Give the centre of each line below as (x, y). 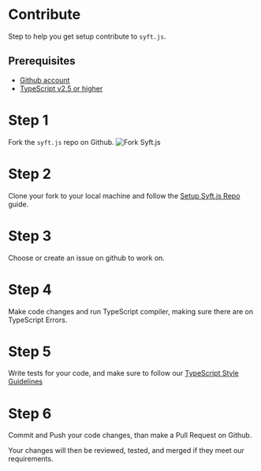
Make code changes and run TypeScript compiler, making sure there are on (131, 311)
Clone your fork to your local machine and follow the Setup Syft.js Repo (124, 195)
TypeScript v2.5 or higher (61, 88)
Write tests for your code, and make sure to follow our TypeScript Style (123, 373)
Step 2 (30, 174)
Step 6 (30, 413)
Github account (45, 80)
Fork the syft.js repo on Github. (61, 142)
